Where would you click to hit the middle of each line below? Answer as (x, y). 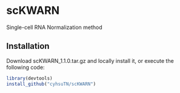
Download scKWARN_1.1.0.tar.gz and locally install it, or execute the (90, 60)
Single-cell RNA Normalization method (55, 27)
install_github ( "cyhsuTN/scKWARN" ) (51, 84)
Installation (28, 46)
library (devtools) (29, 78)
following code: (25, 67)
